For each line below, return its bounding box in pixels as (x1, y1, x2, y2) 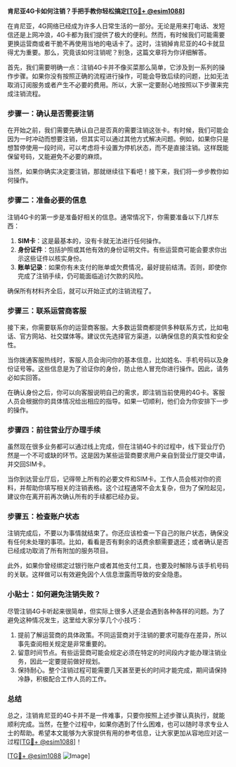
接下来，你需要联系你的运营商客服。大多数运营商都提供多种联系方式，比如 (7, 323, 223, 331)
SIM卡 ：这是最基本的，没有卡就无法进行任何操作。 (17, 236, 165, 245)
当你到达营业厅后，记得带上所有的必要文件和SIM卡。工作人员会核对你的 (7, 475, 216, 484)
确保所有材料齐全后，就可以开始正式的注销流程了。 (7, 286, 155, 295)
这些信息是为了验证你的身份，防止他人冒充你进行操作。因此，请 (37, 364, 223, 373)
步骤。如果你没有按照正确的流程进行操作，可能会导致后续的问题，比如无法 (13, 72, 229, 80)
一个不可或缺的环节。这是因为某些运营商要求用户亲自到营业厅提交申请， (19, 451, 229, 460)
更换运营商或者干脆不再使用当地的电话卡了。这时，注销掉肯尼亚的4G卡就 (7, 39, 219, 48)
